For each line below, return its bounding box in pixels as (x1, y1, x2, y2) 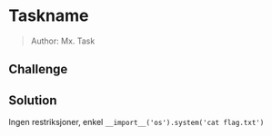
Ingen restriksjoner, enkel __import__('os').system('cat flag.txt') (8, 117, 265, 128)
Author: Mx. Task (30, 35, 96, 46)
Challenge (8, 62, 68, 77)
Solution (8, 92, 57, 108)
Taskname (8, 5, 89, 26)
